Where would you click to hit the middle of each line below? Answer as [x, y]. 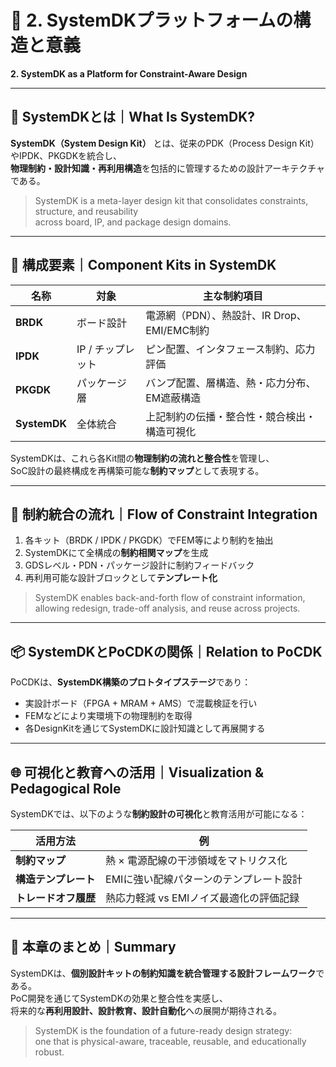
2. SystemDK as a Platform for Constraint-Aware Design [129, 73]
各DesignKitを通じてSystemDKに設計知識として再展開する [145, 728]
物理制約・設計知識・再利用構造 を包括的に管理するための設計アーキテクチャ [168, 168]
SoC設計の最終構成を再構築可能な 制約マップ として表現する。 [137, 470]
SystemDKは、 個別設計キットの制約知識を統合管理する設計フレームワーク [163, 973]
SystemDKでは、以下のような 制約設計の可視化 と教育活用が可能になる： [159, 814]
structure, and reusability [86, 211]
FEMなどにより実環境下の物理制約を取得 [108, 716]
